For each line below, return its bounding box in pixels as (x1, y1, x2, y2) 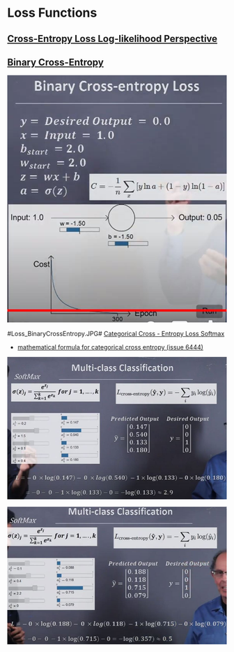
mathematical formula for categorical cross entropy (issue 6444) (17, 343, 204, 352)
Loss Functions (7, 5, 97, 21)
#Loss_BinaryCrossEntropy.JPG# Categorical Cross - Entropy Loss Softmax (7, 330, 225, 338)
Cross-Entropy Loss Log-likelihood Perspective (7, 33, 218, 45)
